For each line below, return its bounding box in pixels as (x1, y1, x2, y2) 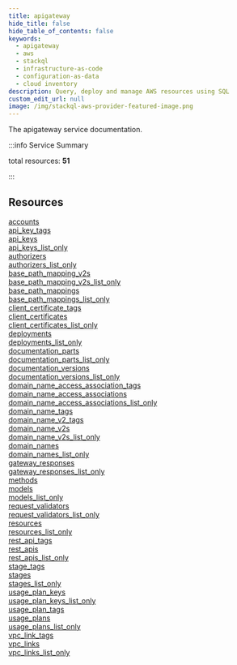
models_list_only (8, 492, 64, 502)
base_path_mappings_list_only (8, 294, 111, 304)
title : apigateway (8, 11, 70, 20)
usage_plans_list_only (8, 621, 81, 631)
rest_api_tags (8, 535, 53, 545)
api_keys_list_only (8, 242, 69, 252)
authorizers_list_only (8, 260, 77, 269)
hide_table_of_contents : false (8, 27, 114, 35)
